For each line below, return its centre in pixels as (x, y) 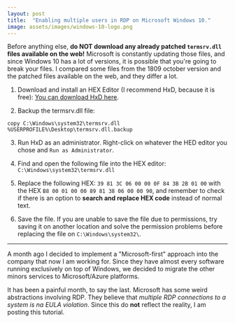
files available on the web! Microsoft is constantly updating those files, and (116, 54)
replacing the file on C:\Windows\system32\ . (79, 234)
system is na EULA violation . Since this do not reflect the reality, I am (107, 305)
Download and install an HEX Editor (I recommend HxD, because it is (116, 90)
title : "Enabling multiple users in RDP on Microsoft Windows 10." (109, 20)
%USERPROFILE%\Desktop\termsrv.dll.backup (70, 130)
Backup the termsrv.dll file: (56, 111)
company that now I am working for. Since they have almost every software (116, 261)
